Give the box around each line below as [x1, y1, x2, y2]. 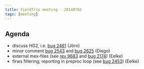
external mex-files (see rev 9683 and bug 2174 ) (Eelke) [12, 53, 123, 59]
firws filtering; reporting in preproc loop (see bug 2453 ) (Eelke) [12, 58, 139, 64]
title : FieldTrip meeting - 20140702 [5, 7, 82, 12]
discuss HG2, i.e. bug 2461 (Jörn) [12, 43, 80, 49]
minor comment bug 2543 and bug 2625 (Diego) [12, 48, 110, 54]
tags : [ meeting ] [5, 12, 38, 17]
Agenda [5, 30, 30, 38]
